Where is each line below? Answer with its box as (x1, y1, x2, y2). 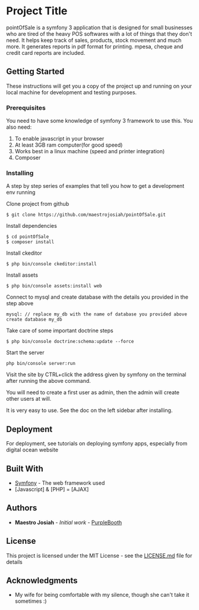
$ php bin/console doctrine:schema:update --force (6, 339, 134, 345)
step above (6, 300, 34, 307)
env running (6, 189, 36, 196)
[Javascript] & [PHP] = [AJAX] (14, 485, 89, 493)
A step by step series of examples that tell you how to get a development (6, 182, 185, 190)
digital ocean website (6, 446, 58, 454)
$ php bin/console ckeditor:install (6, 261, 97, 267)
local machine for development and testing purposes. (6, 88, 137, 96)
